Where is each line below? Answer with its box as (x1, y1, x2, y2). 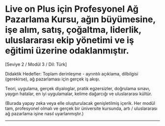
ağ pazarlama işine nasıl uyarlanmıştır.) (5, 110, 84, 116)
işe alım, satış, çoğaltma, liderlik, (5, 25, 141, 35)
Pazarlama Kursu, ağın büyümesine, (5, 14, 156, 25)
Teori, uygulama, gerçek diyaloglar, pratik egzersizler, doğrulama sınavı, (5, 85, 151, 91)
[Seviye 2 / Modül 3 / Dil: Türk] (5, 61, 67, 67)
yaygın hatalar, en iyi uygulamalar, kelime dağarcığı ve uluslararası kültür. (5, 91, 152, 97)
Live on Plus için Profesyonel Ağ (5, 3, 139, 15)
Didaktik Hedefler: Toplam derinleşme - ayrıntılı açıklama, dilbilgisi (5, 71, 138, 76)
